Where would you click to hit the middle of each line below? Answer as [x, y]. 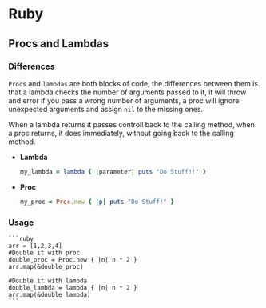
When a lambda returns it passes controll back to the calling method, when [132, 124]
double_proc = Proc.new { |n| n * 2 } [73, 260]
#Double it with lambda [48, 281]
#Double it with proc [44, 253]
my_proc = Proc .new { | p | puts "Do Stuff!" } [97, 202]
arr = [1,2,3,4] [35, 246]
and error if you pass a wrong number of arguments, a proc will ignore [124, 100]
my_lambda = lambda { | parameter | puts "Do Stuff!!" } [113, 172]
